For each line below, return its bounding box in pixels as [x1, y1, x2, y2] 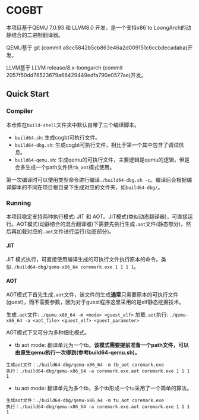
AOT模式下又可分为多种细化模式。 [6, 329, 90, 336]
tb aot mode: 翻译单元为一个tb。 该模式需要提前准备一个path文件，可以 [14, 342, 189, 349]
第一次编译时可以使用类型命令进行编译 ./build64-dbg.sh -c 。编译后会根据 [6, 176, 187, 183]
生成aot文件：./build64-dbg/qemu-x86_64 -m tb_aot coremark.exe [6, 362, 165, 368]
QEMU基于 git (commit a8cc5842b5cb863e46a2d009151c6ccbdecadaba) [6, 44, 188, 51]
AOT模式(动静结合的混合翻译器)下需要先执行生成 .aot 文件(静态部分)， [16, 220, 186, 228]
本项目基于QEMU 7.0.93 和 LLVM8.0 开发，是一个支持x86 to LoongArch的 [6, 24, 186, 31]
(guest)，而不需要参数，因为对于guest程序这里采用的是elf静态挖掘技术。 [6, 298, 184, 306]
